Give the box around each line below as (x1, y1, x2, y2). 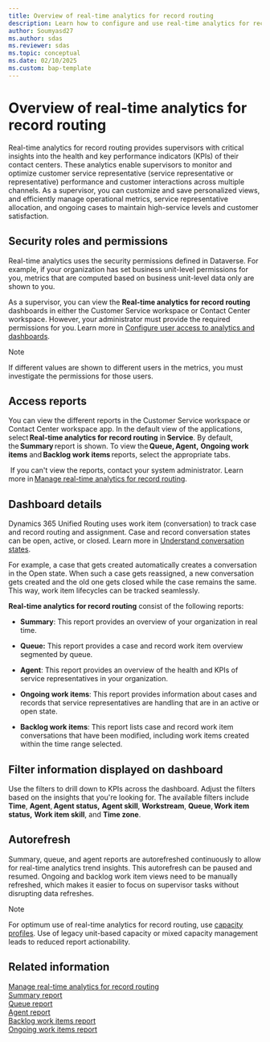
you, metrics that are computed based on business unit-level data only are (8, 273, 255, 283)
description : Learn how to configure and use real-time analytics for (8, 19, 250, 27)
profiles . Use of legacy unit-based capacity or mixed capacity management (8, 928, 259, 938)
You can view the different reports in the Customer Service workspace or (8, 416, 251, 425)
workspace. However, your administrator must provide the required (8, 314, 231, 324)
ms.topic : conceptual (8, 49, 81, 57)
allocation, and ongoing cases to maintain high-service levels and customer (8, 202, 259, 212)
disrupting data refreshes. (8, 888, 94, 898)
